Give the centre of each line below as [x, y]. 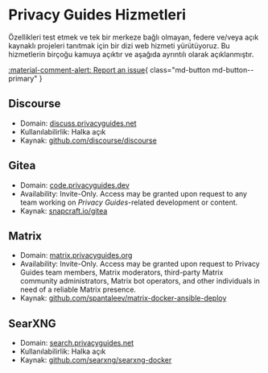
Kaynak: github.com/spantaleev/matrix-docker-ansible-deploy [123, 298]
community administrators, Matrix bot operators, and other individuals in [140, 281]
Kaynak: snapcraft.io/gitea [64, 210]
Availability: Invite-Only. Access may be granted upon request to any [134, 193]
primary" [23, 78]
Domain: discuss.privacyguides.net [78, 123]
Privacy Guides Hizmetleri [97, 15]
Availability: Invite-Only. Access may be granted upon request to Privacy [140, 264]
